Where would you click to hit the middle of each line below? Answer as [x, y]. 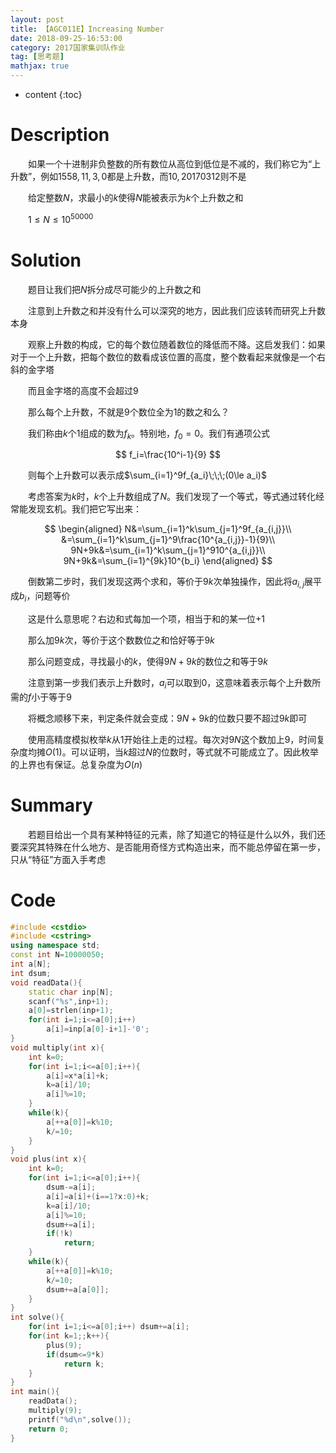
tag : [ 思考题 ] [37, 57]
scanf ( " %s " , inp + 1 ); [69, 1001]
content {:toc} [53, 94]
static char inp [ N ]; [71, 992]
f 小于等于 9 [50, 697]
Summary [51, 805]
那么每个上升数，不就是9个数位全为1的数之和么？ [128, 412]
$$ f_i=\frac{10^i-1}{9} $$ [168, 455]
